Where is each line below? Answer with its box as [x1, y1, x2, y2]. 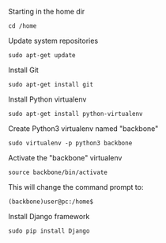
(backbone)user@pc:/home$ [8, 198, 93, 206]
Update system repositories [8, 36, 99, 45]
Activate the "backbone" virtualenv [8, 153, 123, 162]
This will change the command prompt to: [8, 183, 144, 191]
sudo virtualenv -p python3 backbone [8, 139, 133, 147]
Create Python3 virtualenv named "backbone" [8, 124, 159, 133]
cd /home [8, 22, 37, 30]
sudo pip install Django [8, 227, 90, 235]
